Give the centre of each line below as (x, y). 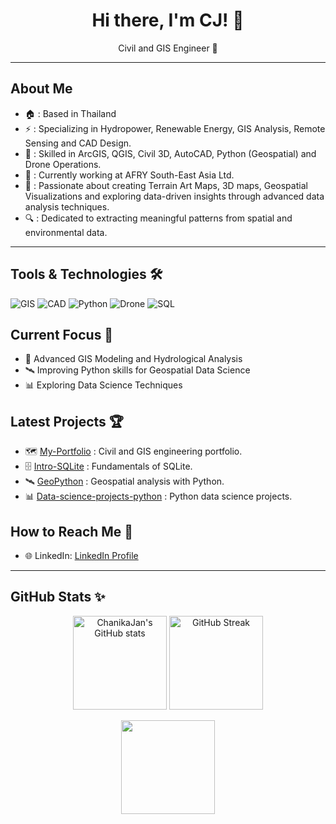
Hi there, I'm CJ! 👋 (168, 20)
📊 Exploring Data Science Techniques (103, 385)
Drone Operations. (63, 164)
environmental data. (66, 232)
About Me (41, 89)
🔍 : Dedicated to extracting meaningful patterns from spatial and (158, 218)
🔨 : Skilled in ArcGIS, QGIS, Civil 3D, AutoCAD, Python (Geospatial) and (170, 153)
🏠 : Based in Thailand (70, 113)
